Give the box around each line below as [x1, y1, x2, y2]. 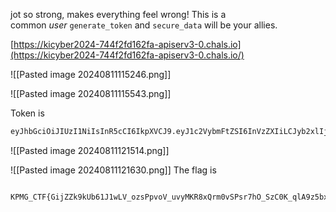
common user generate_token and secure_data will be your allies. [10, 19, 278, 31]
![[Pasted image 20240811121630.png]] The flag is [10, 164, 217, 176]
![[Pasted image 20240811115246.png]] [10, 69, 172, 80]
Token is [10, 107, 45, 119]
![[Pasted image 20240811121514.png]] [10, 144, 170, 156]
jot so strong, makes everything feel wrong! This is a [10, 9, 227, 20]
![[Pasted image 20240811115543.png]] [10, 88, 172, 99]
